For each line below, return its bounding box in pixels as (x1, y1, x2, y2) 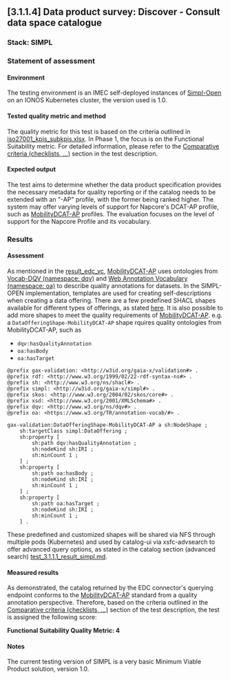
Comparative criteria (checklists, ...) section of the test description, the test (7, 605, 220, 614)
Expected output (7, 165, 56, 173)
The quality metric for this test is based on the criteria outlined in (7, 127, 191, 135)
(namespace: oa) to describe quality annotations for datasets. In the (7, 281, 200, 290)
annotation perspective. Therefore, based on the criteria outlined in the (7, 598, 209, 607)
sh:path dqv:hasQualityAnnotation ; (32, 440, 137, 446)
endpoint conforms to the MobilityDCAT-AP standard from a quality (7, 591, 198, 599)
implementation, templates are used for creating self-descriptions (25, 289, 212, 297)
